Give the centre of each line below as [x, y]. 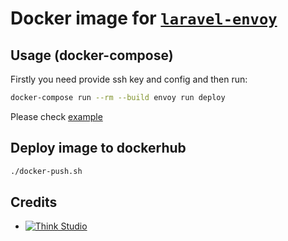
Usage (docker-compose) [92, 55]
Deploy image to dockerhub [98, 148]
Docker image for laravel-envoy [144, 18]
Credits [34, 202]
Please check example [56, 116]
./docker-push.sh [46, 171]
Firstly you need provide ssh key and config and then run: [129, 79]
